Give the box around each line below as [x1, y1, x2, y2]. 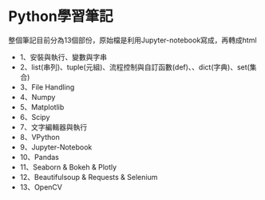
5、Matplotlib [19, 102, 65, 112]
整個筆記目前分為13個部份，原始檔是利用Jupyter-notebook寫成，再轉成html [8, 35, 257, 45]
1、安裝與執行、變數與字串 [19, 52, 108, 62]
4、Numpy [19, 92, 56, 102]
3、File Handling [19, 82, 75, 92]
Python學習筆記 [8, 7, 113, 26]
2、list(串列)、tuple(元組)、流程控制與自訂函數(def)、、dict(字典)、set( [19, 62, 250, 72]
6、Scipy [19, 112, 50, 122]
